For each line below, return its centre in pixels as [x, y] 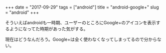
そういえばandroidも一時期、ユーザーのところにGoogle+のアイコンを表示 [81, 23]
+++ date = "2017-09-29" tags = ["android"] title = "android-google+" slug [82, 7]
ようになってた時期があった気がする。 [49, 29]
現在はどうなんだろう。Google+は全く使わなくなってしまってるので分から [81, 39]
